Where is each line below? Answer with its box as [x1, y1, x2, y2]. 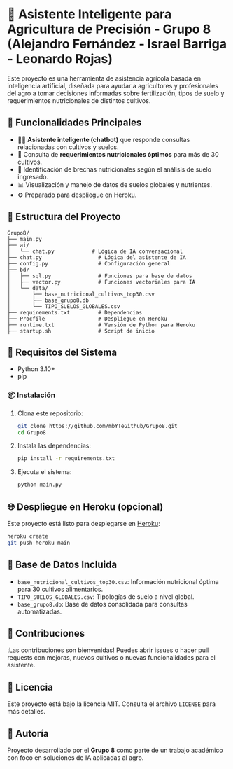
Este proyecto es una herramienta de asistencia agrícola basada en [7, 74, 202, 83]
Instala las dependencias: [17, 441, 91, 450]
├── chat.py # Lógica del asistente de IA [7, 254, 187, 261]
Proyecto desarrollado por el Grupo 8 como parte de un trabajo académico [7, 746, 223, 754]
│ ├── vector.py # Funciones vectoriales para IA [7, 278, 196, 286]
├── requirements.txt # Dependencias [7, 309, 142, 316]
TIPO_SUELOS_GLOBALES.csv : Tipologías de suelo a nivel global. [17, 592, 195, 601]
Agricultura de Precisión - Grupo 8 [7, 21, 211, 37]
